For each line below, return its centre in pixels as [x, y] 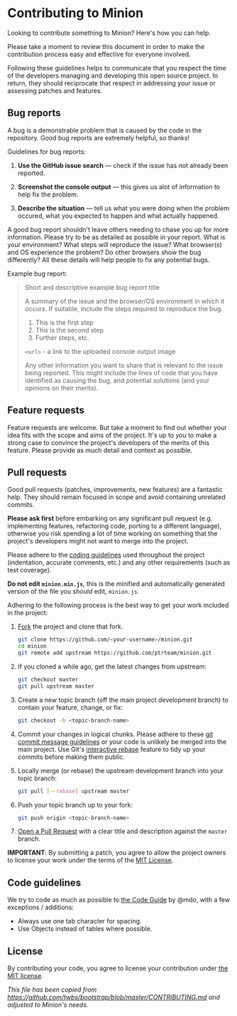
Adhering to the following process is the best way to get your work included [118, 605]
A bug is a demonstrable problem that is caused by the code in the [105, 130]
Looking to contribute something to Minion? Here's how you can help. [109, 33]
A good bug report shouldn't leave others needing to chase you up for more [118, 229]
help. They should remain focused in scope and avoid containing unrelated [116, 497]
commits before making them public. [71, 757]
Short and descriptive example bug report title [92, 287]
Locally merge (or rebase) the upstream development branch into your [120, 770]
